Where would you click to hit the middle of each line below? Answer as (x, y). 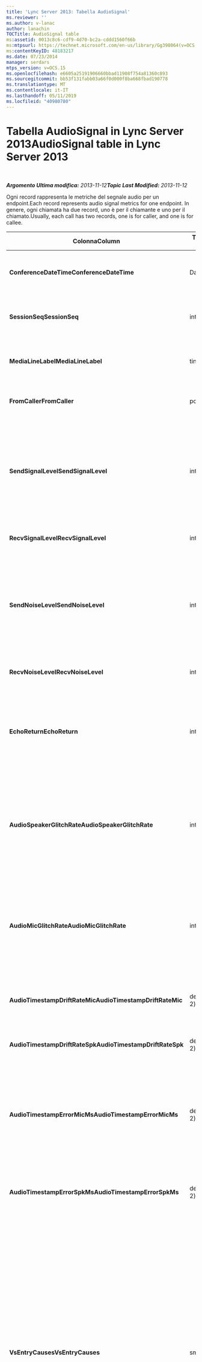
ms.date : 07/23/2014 (32, 57)
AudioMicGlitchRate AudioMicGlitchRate (68, 925)
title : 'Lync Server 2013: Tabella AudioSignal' (68, 12)
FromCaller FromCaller (41, 401)
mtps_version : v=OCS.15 (36, 68)
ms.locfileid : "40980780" (38, 101)
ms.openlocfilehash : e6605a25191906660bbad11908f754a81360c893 (87, 73)
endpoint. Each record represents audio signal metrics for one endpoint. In (98, 203)
